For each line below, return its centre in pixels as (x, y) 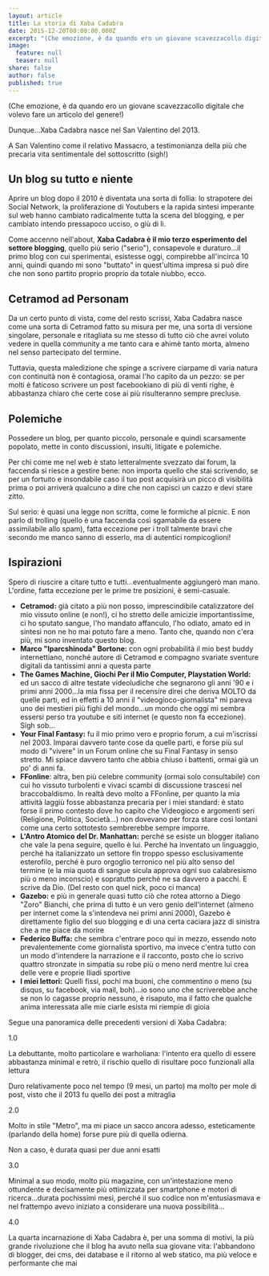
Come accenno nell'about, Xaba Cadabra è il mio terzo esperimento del (128, 240)
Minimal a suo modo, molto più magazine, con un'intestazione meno (121, 1181)
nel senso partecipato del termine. (65, 352)
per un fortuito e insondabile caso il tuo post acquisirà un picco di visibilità (131, 479)
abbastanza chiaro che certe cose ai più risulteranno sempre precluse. (125, 393)
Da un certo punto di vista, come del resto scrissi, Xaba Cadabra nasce (125, 319)
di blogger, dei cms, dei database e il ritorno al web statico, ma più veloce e (133, 1254)
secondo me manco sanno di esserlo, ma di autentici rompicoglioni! (120, 537)
